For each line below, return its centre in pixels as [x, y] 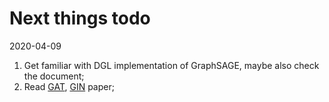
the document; [54, 76]
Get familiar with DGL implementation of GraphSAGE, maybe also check [171, 65]
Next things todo [80, 18]
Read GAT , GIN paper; [69, 86]
